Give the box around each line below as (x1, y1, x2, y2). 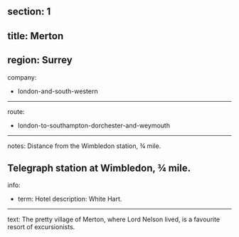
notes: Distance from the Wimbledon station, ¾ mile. (7, 142, 161, 150)
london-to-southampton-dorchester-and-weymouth (17, 121, 171, 130)
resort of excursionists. (7, 223, 75, 231)
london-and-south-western (17, 87, 98, 95)
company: (7, 73, 37, 81)
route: (7, 107, 25, 116)
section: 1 (7, 6, 51, 18)
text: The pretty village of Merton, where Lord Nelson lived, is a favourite (7, 215, 221, 223)
